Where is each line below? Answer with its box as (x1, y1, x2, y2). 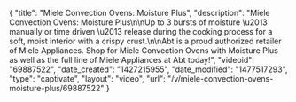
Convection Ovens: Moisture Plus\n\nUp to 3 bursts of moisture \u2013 (9, 17, 268, 27)
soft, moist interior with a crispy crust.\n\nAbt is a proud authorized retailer (9, 35, 282, 46)
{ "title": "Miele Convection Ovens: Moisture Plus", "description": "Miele (9, 8, 270, 18)
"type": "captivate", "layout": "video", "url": (9, 74, 166, 83)
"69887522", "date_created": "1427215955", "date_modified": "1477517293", (9, 64, 288, 75)
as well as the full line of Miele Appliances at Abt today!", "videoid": (9, 55, 255, 65)
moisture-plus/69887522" (9, 83, 105, 93)
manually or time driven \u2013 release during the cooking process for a (9, 27, 273, 36)
